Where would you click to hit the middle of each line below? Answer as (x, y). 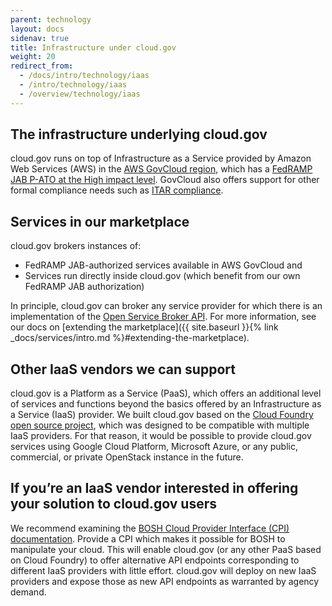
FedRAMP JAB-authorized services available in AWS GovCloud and (163, 265)
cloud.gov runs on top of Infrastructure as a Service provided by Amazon (161, 158)
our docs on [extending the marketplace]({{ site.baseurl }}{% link (144, 327)
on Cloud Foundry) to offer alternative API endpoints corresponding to (155, 560)
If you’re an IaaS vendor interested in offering (154, 488)
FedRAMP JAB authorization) (84, 287)
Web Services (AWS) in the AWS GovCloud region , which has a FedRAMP (161, 169)
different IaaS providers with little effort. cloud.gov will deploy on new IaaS (163, 570)
